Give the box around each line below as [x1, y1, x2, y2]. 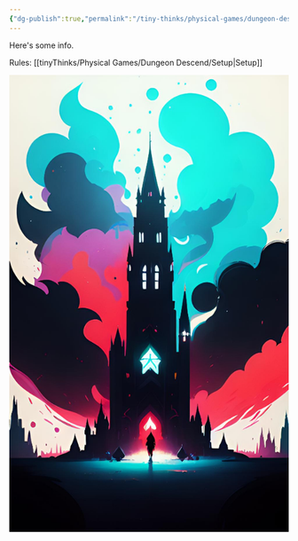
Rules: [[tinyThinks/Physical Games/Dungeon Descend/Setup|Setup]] [9, 57, 263, 68]
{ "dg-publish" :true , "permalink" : [9, 14, 133, 23]
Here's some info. [9, 40, 74, 51]
